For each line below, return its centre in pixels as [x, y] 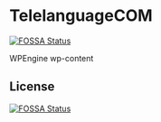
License [32, 87]
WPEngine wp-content [52, 58]
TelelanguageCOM [81, 16]
